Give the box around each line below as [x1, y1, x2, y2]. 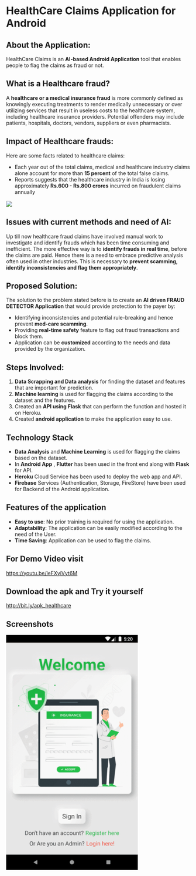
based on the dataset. [14, 454, 68, 462]
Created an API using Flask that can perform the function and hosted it [14, 403, 187, 410]
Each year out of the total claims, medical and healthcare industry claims [14, 163, 190, 170]
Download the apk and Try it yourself [6, 586, 143, 597]
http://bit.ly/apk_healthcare [6, 602, 71, 609]
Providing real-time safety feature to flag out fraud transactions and [14, 327, 180, 334]
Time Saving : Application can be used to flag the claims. [14, 536, 152, 544]
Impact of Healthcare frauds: [6, 136, 114, 146]
